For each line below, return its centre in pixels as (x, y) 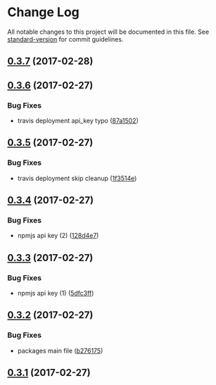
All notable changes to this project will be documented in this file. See (108, 32)
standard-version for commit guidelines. (65, 39)
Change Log (43, 12)
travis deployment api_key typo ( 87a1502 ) (78, 121)
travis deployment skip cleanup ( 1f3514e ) (77, 178)
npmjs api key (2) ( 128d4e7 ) (58, 236)
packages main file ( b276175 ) (60, 351)
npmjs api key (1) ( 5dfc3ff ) (56, 294)
